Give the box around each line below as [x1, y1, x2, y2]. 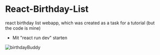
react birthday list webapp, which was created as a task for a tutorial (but [5, 20, 155, 26]
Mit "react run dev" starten [12, 35, 68, 41]
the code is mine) [5, 25, 41, 31]
